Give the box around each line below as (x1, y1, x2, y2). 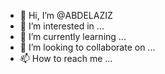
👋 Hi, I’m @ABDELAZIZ (19, 10, 113, 21)
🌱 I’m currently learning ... (19, 31, 127, 42)
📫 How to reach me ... (19, 53, 113, 64)
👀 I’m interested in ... (19, 20, 105, 32)
